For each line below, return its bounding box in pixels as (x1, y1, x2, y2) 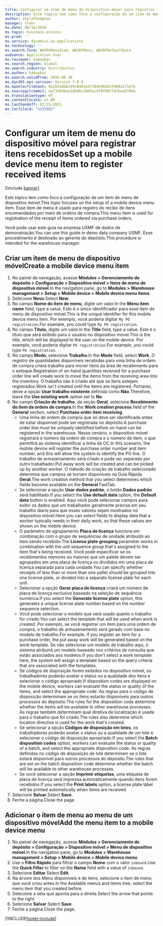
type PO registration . (12, 347, 57, 353)
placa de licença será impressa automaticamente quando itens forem (19, 776, 158, 782)
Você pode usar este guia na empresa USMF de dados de (5, 224, 120, 230)
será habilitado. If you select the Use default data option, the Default (19, 492, 157, 498)
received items (5, 169, 66, 180)
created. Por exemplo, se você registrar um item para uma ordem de (19, 621, 156, 627)
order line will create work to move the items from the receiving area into (12, 373, 158, 379)
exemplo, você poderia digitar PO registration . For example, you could (12, 342, 154, 348)
